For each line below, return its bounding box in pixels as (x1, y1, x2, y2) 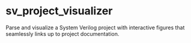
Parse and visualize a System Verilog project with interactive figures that (5, 24, 185, 31)
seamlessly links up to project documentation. (5, 30, 120, 37)
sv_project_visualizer (5, 4, 113, 18)
